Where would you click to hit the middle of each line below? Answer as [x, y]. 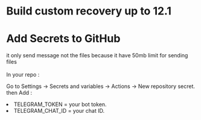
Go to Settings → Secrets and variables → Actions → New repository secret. [101, 86]
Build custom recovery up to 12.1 [89, 11]
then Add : [19, 93]
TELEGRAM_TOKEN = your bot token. [60, 104]
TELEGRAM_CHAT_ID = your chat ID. [59, 111]
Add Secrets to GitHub [63, 39]
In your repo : [23, 75]
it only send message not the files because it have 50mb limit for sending [97, 55]
